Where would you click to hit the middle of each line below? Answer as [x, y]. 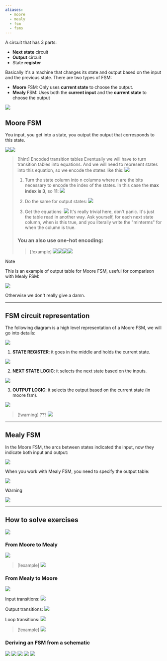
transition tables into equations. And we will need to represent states [87, 164]
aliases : [14, 10]
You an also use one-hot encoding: [60, 240]
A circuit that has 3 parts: [31, 42]
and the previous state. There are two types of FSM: [58, 78]
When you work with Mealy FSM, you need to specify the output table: [77, 471]
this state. [15, 140]
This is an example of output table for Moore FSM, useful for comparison [80, 271]
